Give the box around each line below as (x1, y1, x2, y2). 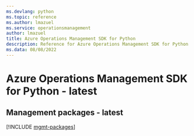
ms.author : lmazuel (6, 19, 54, 25)
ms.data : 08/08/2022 (6, 47, 57, 53)
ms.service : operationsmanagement (6, 25, 91, 31)
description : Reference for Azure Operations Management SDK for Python (6, 42, 189, 47)
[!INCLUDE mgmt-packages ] (6, 123, 75, 130)
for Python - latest (6, 84, 97, 97)
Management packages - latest (6, 108, 124, 118)
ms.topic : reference (6, 14, 57, 20)
